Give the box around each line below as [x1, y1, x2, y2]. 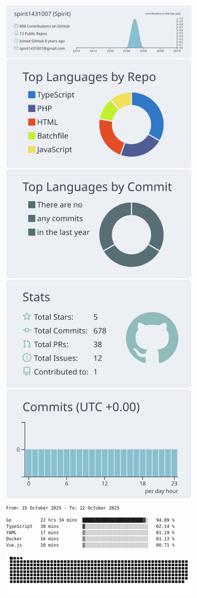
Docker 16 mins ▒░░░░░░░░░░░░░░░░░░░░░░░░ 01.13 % [6, 536, 175, 542]
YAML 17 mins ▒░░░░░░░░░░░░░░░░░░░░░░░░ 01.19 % [6, 530, 175, 536]
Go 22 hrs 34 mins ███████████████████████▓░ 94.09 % [6, 517, 175, 523]
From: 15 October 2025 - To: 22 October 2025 [6, 505, 119, 511]
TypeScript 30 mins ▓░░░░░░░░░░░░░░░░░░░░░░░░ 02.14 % [6, 523, 175, 530]
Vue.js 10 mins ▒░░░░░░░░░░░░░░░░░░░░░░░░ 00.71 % [6, 542, 175, 548]
